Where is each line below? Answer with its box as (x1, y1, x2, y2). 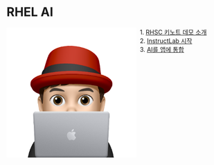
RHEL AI (6, 4, 53, 20)
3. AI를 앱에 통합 (139, 45, 184, 53)
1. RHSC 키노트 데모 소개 (139, 28, 207, 36)
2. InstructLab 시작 (139, 36, 193, 45)
